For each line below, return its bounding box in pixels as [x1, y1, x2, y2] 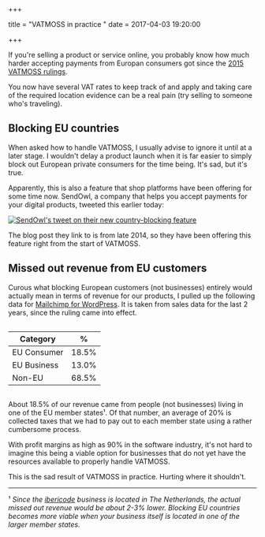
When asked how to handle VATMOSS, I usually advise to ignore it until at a [8, 143, 252, 152]
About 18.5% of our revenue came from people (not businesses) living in [8, 399, 244, 408]
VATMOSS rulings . [8, 67, 69, 76]
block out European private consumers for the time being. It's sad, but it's [8, 159, 248, 169]
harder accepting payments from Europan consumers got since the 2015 [8, 58, 244, 68]
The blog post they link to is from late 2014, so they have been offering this [8, 230, 252, 240]
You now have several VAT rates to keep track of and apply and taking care [8, 82, 252, 91]
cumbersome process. [8, 424, 81, 434]
